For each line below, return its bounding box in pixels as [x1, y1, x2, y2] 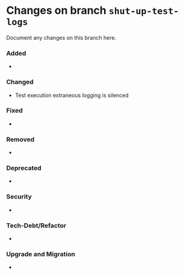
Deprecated [6, 164, 42, 172]
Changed [6, 78, 34, 86]
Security [6, 193, 32, 201]
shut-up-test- [108, 5, 179, 17]
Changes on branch [6, 4, 107, 17]
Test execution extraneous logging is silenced [14, 91, 129, 99]
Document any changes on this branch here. [6, 34, 117, 41]
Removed [6, 135, 35, 143]
